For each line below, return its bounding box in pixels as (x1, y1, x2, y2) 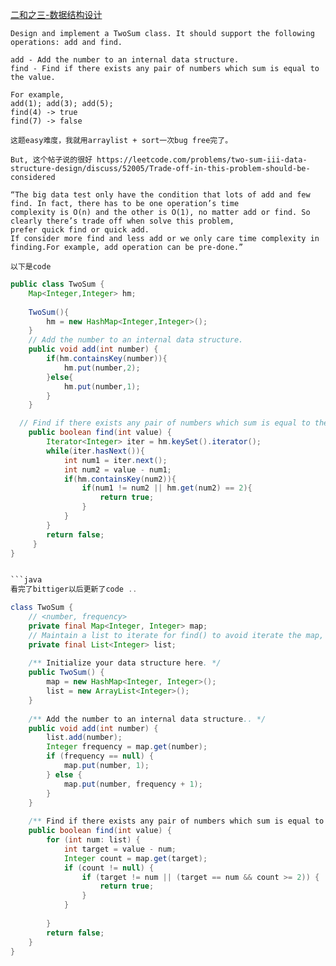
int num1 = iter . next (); (63, 455, 168, 465)
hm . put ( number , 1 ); (63, 381, 141, 392)
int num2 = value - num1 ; (63, 464, 172, 475)
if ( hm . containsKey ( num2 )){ (63, 474, 177, 484)
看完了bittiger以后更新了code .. (10, 584, 138, 595)
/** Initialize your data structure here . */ (28, 658, 222, 668)
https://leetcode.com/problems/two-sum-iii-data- (96, 155, 308, 165)
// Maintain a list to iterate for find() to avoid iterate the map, (28, 630, 325, 640)
